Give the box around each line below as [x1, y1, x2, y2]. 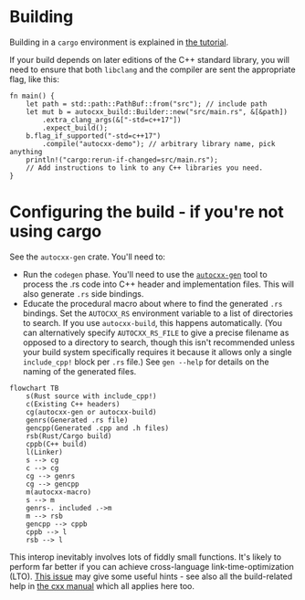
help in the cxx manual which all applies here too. [9, 580, 195, 591]
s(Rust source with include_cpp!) [26, 391, 157, 401]
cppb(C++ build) [26, 439, 89, 448]
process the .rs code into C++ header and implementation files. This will [22, 279, 295, 289]
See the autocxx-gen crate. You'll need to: [9, 251, 166, 262]
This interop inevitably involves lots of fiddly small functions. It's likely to [9, 551, 281, 563]
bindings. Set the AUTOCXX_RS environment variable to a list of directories [22, 308, 294, 319]
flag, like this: [9, 73, 59, 84]
